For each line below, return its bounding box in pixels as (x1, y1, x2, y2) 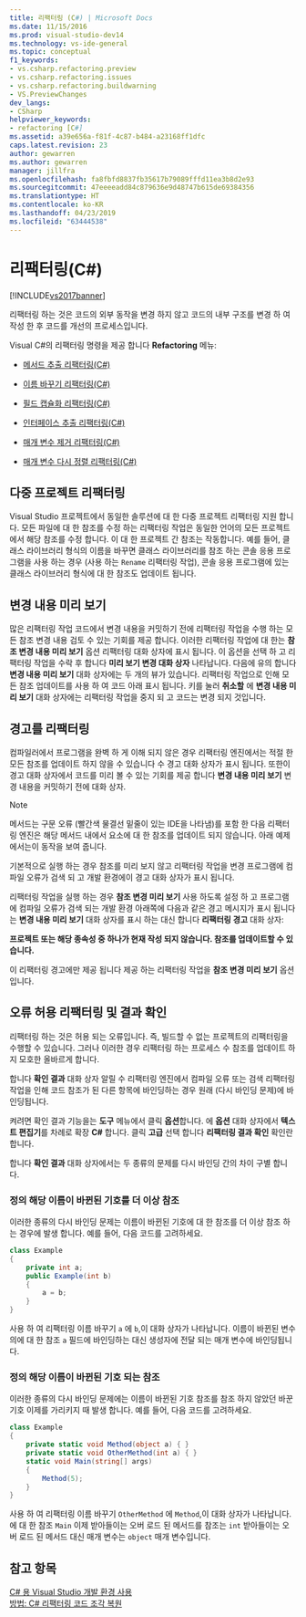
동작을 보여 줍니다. (40, 841, 107, 851)
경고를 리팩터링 (9, 721, 90, 736)
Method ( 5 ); (42, 1474, 84, 1483)
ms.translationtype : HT (9, 192, 100, 201)
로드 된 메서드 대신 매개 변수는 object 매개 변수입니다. (18, 1531, 211, 1542)
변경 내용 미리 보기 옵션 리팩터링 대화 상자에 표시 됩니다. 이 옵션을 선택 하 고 (18, 646, 287, 657)
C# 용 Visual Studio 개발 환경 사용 (9, 1587, 133, 1598)
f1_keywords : (9, 56, 59, 65)
